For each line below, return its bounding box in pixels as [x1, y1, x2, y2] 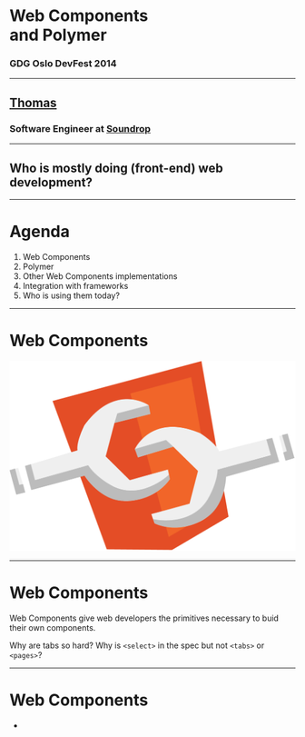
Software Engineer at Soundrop [9, 122, 152, 134]
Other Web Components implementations [22, 270, 178, 282]
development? [9, 174, 93, 190]
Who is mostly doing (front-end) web [9, 160, 224, 175]
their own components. [9, 622, 96, 632]
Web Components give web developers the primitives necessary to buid [9, 613, 280, 623]
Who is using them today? [22, 290, 121, 301]
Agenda [9, 222, 70, 242]
